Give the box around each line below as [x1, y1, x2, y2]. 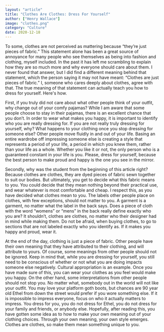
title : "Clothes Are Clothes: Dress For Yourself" [5, 12, 111, 17]
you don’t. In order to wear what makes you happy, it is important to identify [5, 116, 158, 121]
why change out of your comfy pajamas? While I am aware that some [5, 105, 145, 111]
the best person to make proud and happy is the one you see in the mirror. [5, 157, 155, 163]
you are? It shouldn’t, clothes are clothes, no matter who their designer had [5, 213, 157, 219]
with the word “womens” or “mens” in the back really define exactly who [5, 208, 152, 213]
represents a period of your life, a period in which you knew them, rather [5, 142, 151, 147]
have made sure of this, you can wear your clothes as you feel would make [5, 270, 156, 275]
